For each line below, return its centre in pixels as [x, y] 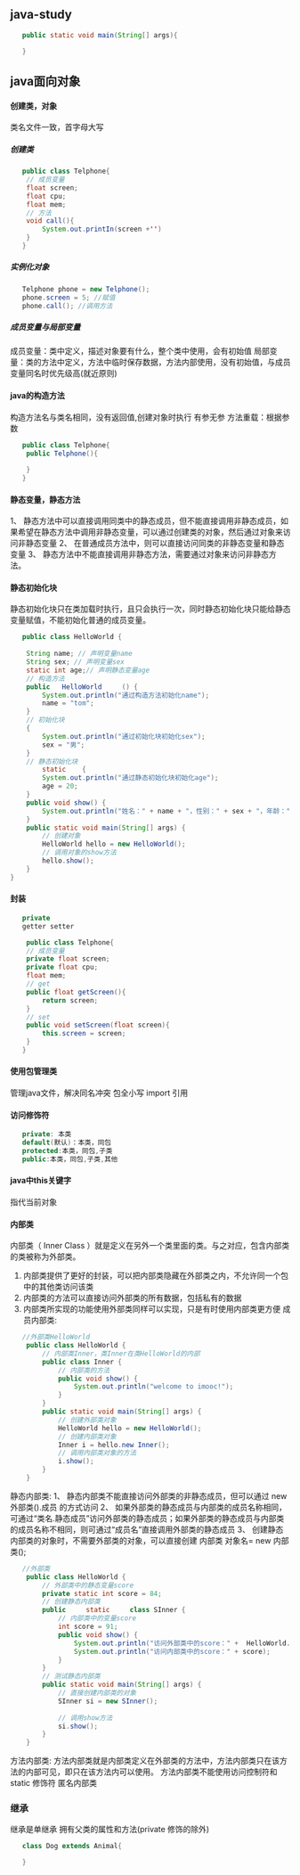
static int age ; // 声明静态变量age [88, 670]
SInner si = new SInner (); [108, 1701]
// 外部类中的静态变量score [88, 1585]
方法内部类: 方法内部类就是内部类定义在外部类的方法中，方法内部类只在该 [145, 1761]
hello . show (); [68, 861]
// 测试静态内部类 [71, 1676]
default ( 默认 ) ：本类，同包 [67, 1143]
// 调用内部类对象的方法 [97, 1453]
